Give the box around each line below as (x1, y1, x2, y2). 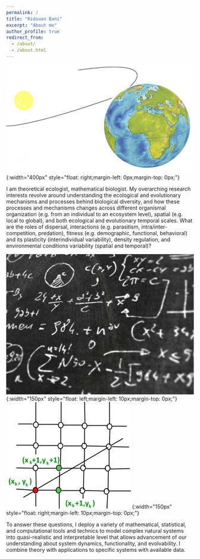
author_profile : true (6, 29, 60, 35)
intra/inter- (140, 223, 168, 230)
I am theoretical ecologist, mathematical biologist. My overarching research (6, 185, 191, 192)
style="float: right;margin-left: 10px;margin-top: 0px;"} (6, 509, 140, 516)
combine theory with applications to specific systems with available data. (6, 546, 186, 553)
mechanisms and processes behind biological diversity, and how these (6, 198, 180, 205)
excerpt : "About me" (6, 22, 58, 28)
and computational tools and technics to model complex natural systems (6, 527, 184, 534)
